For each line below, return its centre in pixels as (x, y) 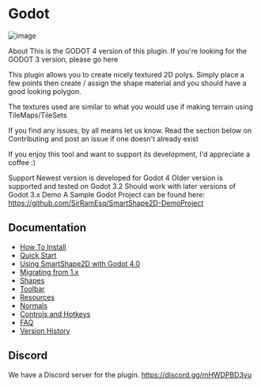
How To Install (43, 246)
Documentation (47, 228)
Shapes (32, 280)
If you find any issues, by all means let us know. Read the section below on (130, 130)
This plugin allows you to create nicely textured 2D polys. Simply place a (127, 74)
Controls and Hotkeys (55, 314)
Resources (37, 297)
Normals (34, 306)
